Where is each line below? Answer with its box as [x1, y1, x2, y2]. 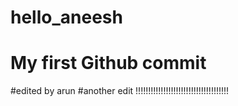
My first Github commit [10, 52, 207, 75]
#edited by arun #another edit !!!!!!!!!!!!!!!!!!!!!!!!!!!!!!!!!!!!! [10, 85, 230, 97]
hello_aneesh [10, 6, 123, 29]
